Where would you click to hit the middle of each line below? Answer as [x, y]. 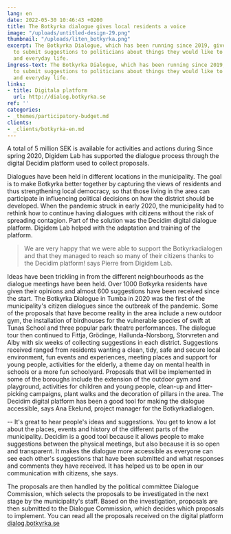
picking [18, 394]
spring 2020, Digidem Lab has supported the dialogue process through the [113, 156]
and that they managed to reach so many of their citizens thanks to [119, 256]
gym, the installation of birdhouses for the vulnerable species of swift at [109, 321]
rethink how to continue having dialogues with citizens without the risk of [111, 213]
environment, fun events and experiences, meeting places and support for [112, 357]
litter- [205, 386]
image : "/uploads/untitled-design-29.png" [69, 33]
